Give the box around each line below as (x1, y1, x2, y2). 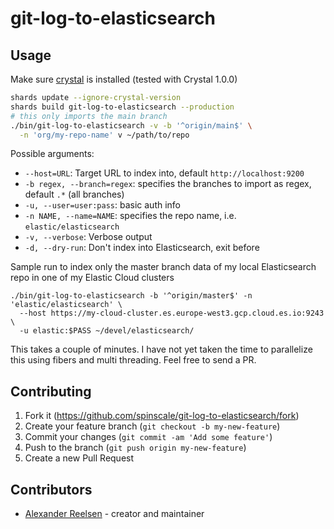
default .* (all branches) (24, 188, 125, 201)
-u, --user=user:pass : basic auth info (24, 199, 182, 211)
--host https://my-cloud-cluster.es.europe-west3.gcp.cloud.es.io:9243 (19, 308, 325, 319)
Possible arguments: (10, 148, 95, 160)
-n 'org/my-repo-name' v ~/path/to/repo (19, 130, 190, 140)
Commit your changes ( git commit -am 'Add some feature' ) (24, 431, 273, 443)
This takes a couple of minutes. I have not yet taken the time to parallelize (10, 343, 313, 356)
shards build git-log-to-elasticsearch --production (10, 102, 235, 112)
